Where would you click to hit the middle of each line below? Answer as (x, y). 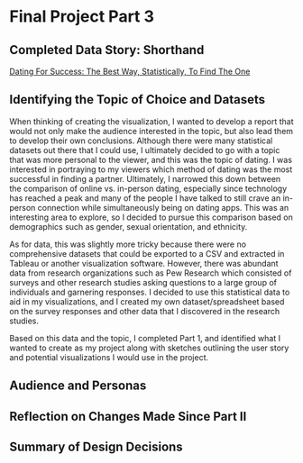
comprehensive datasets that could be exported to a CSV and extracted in (147, 253)
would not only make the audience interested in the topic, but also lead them (151, 131)
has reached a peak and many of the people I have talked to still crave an (145, 198)
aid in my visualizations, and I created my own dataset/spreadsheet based (147, 301)
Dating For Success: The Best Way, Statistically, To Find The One (130, 71)
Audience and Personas (78, 386)
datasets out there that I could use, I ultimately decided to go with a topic (145, 150)
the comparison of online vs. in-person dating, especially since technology (148, 188)
